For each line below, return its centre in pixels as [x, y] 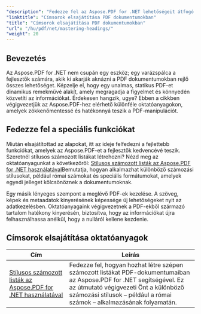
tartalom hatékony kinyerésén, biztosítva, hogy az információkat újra [91, 212]
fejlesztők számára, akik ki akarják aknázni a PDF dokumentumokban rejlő [98, 79]
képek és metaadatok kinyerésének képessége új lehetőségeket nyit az [94, 200]
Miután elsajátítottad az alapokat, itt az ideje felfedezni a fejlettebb [88, 144]
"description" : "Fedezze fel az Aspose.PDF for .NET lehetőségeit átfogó [100, 12]
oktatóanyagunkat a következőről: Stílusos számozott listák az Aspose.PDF [98, 163]
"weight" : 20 [22, 34]
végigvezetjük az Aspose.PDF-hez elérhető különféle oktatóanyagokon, [95, 104]
